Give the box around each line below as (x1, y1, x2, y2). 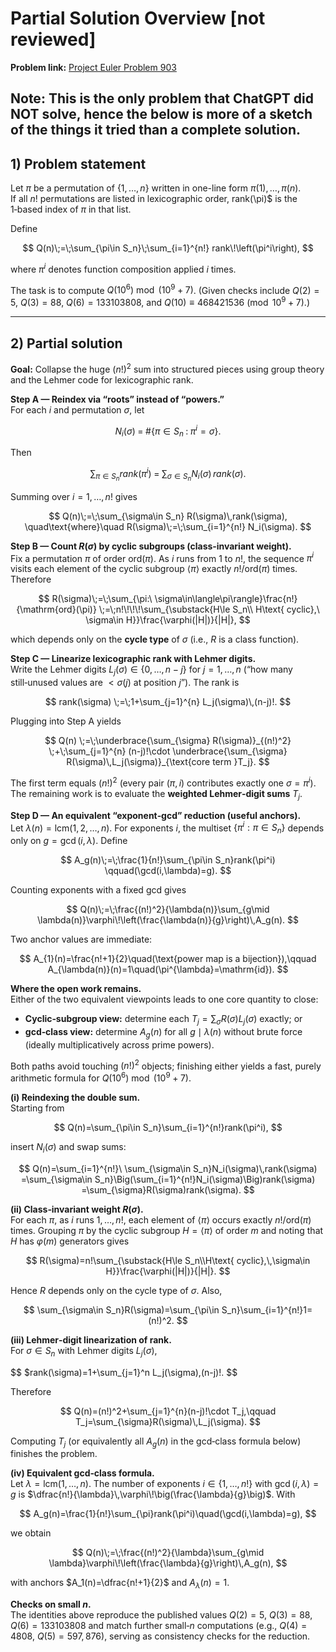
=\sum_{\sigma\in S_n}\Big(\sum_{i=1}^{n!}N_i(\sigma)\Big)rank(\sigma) (20, 1173, 316, 1185)
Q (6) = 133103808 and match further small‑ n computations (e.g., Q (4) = (10, 1620, 308, 1632)
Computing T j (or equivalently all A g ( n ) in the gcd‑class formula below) (10, 1435, 302, 1449)
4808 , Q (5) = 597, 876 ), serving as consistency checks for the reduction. (10, 1630, 311, 1642)
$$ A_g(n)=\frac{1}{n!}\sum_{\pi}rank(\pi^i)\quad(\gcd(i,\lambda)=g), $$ (19, 1508, 317, 1520)
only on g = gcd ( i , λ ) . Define (10, 835, 128, 847)
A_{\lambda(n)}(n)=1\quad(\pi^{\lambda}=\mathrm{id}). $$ (47, 963, 289, 976)
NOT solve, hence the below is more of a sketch (10, 106, 313, 123)
